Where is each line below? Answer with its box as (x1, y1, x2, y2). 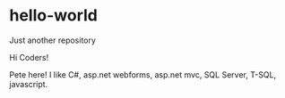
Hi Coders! (9, 52, 49, 62)
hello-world (9, 5, 99, 26)
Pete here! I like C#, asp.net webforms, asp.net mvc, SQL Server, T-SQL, (9, 69, 277, 80)
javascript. (9, 78, 48, 89)
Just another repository (9, 35, 97, 45)
